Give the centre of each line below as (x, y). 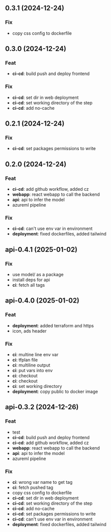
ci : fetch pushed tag (33, 487)
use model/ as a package (38, 275)
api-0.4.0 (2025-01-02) (42, 301)
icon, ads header (29, 331)
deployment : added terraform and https (53, 325)
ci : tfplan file (25, 360)
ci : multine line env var (35, 355)
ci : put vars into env (32, 371)
